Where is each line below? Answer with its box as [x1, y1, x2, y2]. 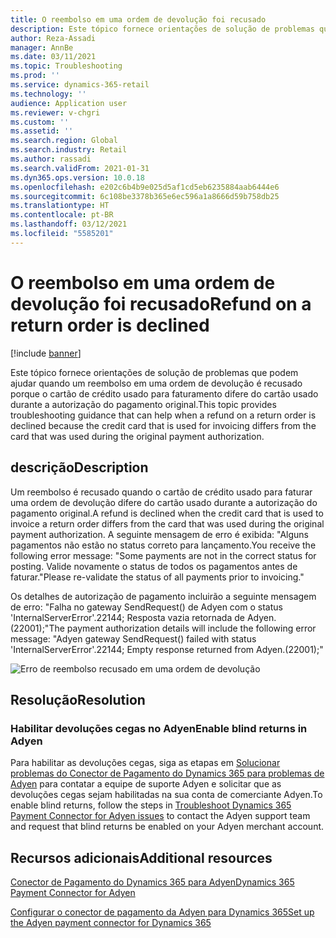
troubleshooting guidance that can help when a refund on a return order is [10, 409, 317, 421]
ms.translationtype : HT [10, 201, 110, 211]
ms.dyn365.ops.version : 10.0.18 [10, 172, 145, 183]
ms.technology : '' [10, 89, 87, 99]
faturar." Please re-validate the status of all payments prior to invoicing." [10, 571, 305, 583]
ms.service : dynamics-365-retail [10, 80, 150, 90]
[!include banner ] [10, 347, 82, 359]
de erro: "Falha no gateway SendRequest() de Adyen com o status [10, 601, 283, 613]
